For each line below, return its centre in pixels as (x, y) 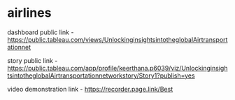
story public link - (33, 60)
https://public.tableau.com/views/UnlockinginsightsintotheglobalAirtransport (117, 39)
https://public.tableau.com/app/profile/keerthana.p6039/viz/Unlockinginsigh (117, 68)
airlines (29, 13)
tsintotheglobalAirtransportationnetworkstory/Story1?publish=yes (101, 76)
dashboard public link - (41, 32)
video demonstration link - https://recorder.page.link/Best (90, 89)
